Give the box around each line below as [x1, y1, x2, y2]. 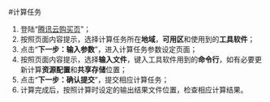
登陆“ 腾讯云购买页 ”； [19, 24, 92, 34]
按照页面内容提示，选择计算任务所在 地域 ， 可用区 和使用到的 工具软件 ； [19, 35, 255, 44]
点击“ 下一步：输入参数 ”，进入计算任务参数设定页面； [19, 45, 198, 54]
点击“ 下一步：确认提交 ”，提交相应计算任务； [19, 75, 169, 84]
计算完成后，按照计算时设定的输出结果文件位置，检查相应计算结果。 [19, 85, 248, 95]
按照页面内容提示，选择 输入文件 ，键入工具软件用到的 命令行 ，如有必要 [19, 55, 255, 64]
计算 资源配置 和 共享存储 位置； [27, 65, 127, 74]
